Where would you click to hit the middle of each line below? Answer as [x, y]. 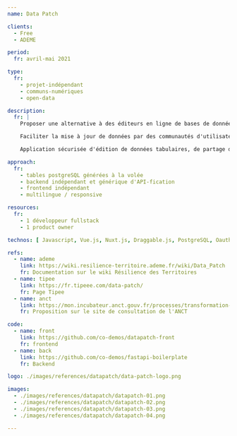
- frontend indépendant [55, 188]
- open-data [37, 98]
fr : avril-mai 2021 [42, 59]
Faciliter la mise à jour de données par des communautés [107, 137]
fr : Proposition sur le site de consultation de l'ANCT [104, 312]
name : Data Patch [33, 14]
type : [15, 72]
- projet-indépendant [51, 85]
